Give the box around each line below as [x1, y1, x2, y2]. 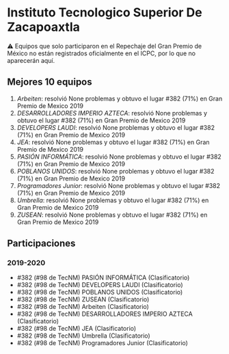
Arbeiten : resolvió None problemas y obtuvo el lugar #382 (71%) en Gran [16, 94, 223, 103]
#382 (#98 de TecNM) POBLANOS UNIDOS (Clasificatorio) [16, 288, 183, 297]
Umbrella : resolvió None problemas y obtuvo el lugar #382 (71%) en [16, 196, 209, 204]
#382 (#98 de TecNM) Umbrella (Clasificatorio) [16, 331, 150, 340]
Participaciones [7, 238, 76, 249]
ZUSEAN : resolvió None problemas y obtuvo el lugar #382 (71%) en [16, 210, 208, 219]
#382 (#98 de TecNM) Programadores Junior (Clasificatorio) [16, 339, 188, 347]
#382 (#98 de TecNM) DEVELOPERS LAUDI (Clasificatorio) [16, 281, 183, 289]
